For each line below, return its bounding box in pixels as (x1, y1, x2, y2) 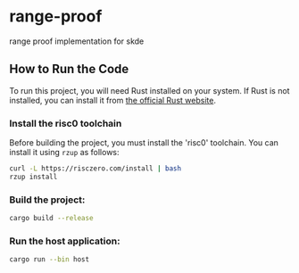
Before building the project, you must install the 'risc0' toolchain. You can (9, 137, 279, 148)
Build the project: (9, 194, 86, 206)
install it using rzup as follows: (9, 147, 120, 158)
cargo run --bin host (9, 255, 90, 264)
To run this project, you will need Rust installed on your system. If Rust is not (9, 85, 290, 95)
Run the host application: (9, 235, 120, 247)
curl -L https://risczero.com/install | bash (9, 164, 181, 173)
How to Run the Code (9, 62, 129, 77)
